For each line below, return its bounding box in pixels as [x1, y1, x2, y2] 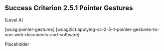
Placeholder [4, 41, 29, 47]
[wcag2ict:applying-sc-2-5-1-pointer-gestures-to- [55, 26, 160, 32]
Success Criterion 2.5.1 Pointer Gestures [4, 4, 133, 12]
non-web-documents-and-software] [4, 31, 80, 37]
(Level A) [4, 17, 23, 23]
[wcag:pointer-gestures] [4, 26, 55, 32]
